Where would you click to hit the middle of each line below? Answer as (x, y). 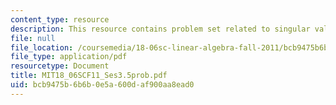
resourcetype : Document (60, 66)
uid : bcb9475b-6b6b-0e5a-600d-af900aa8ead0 (102, 85)
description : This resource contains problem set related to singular (160, 29)
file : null (33, 38)
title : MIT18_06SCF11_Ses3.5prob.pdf (89, 76)
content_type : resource (60, 19)
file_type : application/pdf (69, 57)
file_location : (42, 47)
